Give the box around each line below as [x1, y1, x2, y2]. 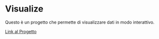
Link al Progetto [5, 28, 37, 34]
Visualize [5, 3, 44, 14]
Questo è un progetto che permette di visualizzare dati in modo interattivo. [5, 19, 155, 25]
